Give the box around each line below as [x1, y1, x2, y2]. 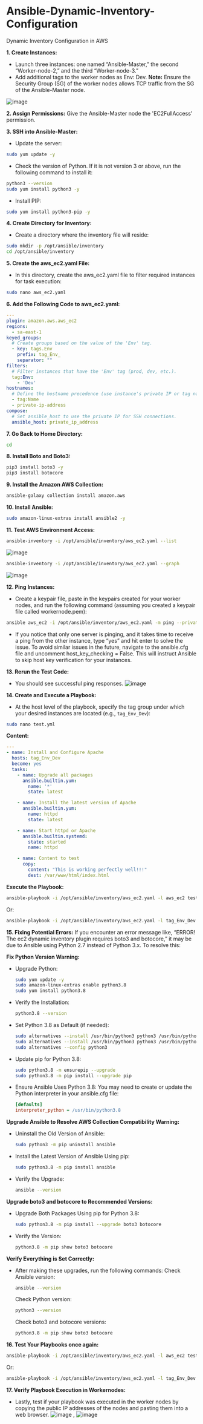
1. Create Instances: [6, 48, 57, 56]
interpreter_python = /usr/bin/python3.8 [14, 1107, 121, 1114]
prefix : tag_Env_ [17, 352, 61, 358]
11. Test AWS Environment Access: [6, 526, 95, 533]
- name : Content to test [17, 855, 80, 862]
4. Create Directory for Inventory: [6, 220, 92, 227]
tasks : [11, 766, 28, 772]
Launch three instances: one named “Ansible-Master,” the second [14, 61, 179, 68]
